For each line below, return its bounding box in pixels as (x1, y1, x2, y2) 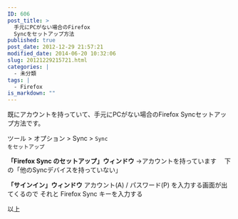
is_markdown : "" (7, 90, 56, 97)
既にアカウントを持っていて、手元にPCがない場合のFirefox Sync (7, 110, 196, 119)
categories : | (7, 63, 50, 70)
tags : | (7, 76, 31, 84)
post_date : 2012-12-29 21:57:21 (7, 43, 103, 50)
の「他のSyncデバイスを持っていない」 (7, 166, 122, 174)
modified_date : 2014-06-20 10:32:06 (7, 50, 116, 58)
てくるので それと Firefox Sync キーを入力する (7, 190, 143, 198)
